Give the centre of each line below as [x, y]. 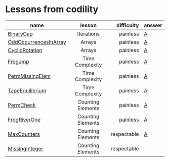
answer [153, 25]
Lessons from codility [52, 9]
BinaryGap [20, 34]
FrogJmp [18, 62]
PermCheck [22, 105]
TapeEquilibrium [27, 90]
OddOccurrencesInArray [37, 42]
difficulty [127, 25]
